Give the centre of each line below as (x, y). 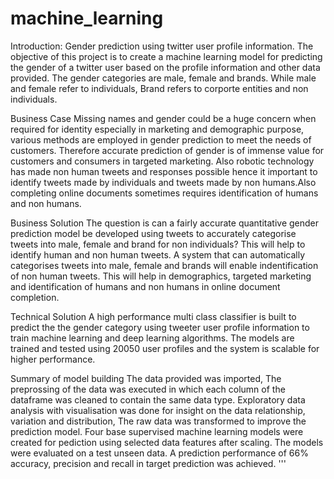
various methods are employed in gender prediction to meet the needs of (161, 139)
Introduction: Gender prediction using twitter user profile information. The (162, 46)
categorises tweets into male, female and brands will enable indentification (164, 265)
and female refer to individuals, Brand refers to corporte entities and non (159, 88)
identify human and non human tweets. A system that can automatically (158, 254)
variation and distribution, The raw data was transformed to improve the (158, 421)
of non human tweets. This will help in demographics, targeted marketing (161, 276)
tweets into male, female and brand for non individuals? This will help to (158, 244)
